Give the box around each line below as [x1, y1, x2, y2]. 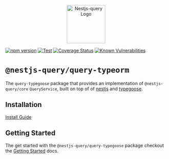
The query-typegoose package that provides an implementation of [5, 80, 144, 86]
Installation [5, 100, 42, 109]
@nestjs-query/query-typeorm [5, 65, 130, 75]
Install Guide [5, 114, 32, 120]
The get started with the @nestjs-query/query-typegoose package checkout [5, 142, 164, 148]
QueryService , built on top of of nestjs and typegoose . [29, 86, 143, 92]
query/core [5, 87, 29, 92]
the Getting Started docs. [5, 148, 59, 154]
